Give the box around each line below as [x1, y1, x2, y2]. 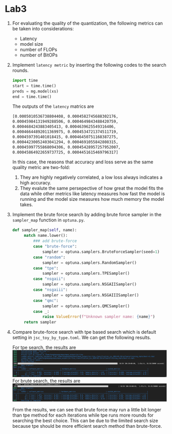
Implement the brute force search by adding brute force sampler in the [12, 212, 162, 218]
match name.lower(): [24, 233, 68, 238]
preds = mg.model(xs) [12, 88, 59, 94]
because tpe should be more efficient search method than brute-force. [12, 423, 162, 429]
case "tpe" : [33, 266, 59, 271]
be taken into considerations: [12, 25, 74, 31]
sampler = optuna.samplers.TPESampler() [42, 271, 130, 276]
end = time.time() [12, 94, 52, 99]
